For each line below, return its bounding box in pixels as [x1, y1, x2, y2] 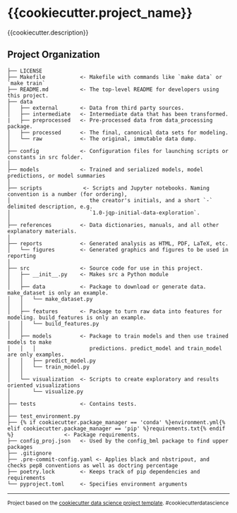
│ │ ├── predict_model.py [7, 357, 97, 364]
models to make [7, 338, 52, 346]
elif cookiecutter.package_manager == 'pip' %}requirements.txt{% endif [7, 425, 226, 432]
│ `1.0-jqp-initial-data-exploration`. [7, 209, 200, 216]
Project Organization [7, 49, 100, 61]
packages [7, 443, 33, 450]
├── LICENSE [7, 67, 42, 75]
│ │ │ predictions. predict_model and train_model [7, 345, 222, 352]
